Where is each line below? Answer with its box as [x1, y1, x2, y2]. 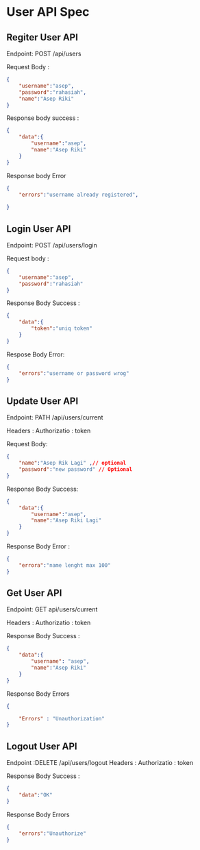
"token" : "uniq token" [31, 325, 93, 332]
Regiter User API [6, 32, 78, 43]
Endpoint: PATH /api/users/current [6, 413, 103, 422]
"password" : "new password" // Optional [18, 466, 133, 473]
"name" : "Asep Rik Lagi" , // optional [18, 460, 127, 467]
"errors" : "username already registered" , [18, 191, 138, 198]
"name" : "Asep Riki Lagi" [31, 517, 102, 524]
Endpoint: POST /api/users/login [6, 241, 97, 249]
